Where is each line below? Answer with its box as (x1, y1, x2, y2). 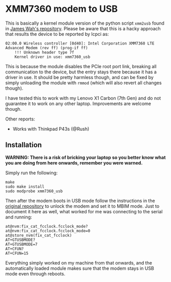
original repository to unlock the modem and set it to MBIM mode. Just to (5, 203, 160, 209)
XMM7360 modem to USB (5, 3, 118, 15)
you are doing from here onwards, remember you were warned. (5, 159, 143, 166)
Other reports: (5, 116, 35, 122)
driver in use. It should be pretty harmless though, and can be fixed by (5, 74, 154, 80)
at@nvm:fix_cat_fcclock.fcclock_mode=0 (5, 228, 91, 233)
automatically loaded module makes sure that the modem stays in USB (5, 265, 155, 271)
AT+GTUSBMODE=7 (5, 241, 38, 247)
